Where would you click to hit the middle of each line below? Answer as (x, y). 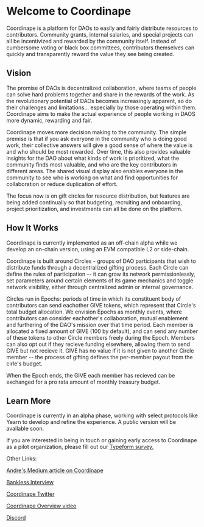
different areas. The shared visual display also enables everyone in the (95, 171)
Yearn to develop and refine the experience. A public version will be (91, 422)
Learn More (29, 401)
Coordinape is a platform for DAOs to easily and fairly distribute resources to (102, 28)
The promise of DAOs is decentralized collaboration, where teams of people (101, 88)
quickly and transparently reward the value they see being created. (90, 54)
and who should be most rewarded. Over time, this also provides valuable (98, 151)
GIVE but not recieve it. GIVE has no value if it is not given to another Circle (100, 350)
